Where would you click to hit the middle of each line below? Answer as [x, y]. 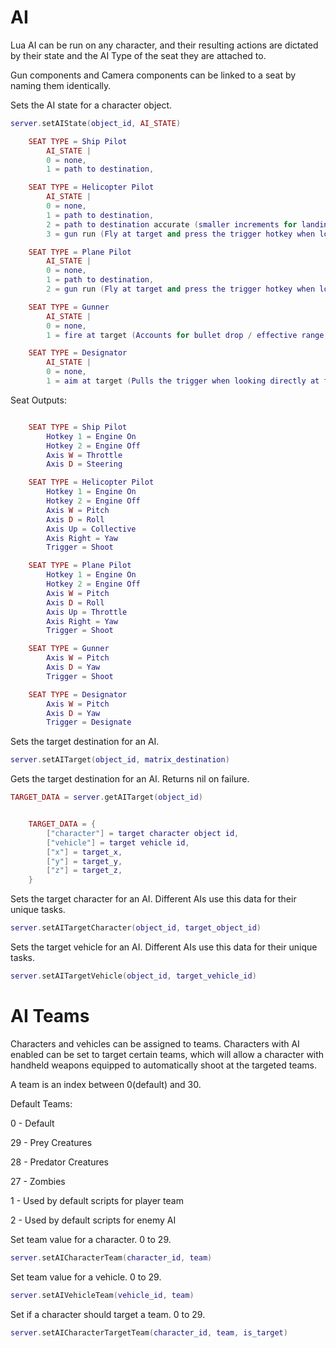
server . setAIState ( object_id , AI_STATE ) [96, 123]
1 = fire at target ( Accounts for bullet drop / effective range [185, 335]
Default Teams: [41, 1103]
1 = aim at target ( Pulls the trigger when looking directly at [183, 381]
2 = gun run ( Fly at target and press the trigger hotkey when [181, 289]
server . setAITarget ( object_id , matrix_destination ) [120, 760]
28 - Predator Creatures [60, 1162]
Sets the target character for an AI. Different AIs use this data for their [153, 899]
